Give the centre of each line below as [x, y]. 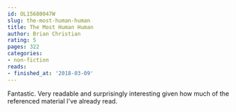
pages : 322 [23, 47]
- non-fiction [28, 60]
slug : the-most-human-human [49, 21]
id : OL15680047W [31, 14]
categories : [25, 54]
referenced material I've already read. [63, 101]
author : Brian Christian [44, 34]
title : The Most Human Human [50, 27]
